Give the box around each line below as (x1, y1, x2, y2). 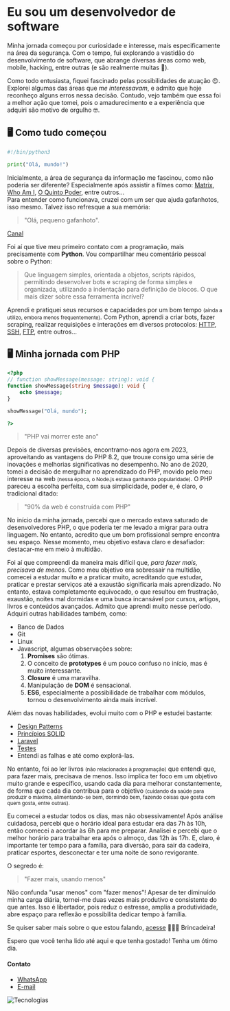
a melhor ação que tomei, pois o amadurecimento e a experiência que (7, 98, 205, 106)
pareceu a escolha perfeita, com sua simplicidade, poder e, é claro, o (7, 482, 203, 491)
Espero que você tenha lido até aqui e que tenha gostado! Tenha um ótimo (7, 937, 218, 945)
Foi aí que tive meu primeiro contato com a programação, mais (7, 242, 184, 251)
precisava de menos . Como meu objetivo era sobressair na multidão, (7, 566, 203, 574)
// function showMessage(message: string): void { (7, 376, 155, 383)
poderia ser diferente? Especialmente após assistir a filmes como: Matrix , (7, 181, 215, 189)
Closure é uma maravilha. (27, 674, 101, 682)
